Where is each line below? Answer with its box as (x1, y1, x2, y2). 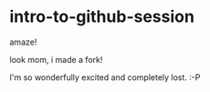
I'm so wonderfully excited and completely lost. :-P (9, 71, 201, 83)
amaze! (9, 36, 37, 47)
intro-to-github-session (9, 6, 194, 27)
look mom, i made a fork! (9, 54, 103, 65)
